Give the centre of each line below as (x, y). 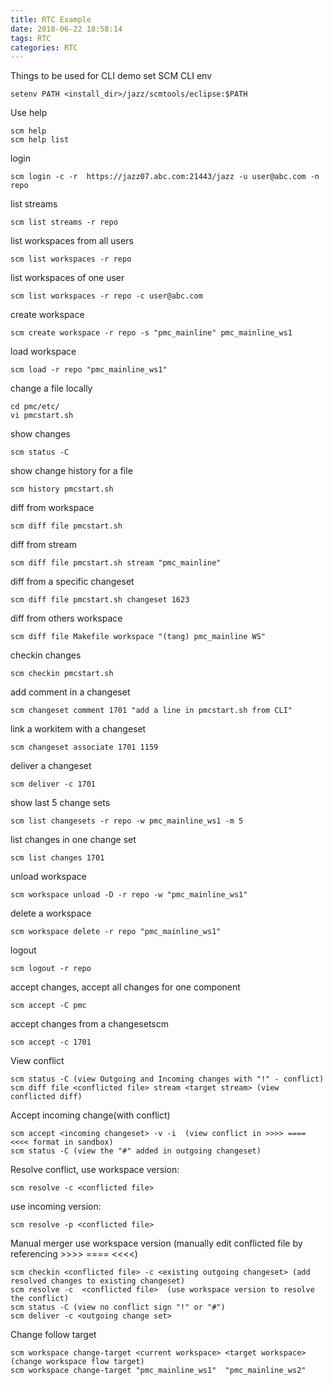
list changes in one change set (73, 840)
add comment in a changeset (70, 692)
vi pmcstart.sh (42, 416)
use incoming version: (56, 1207)
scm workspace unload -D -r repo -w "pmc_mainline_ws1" (129, 895)
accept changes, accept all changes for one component (125, 987)
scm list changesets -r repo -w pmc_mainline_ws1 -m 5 (127, 821)
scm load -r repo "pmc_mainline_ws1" (89, 370)
